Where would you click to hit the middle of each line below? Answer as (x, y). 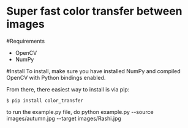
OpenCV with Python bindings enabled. (56, 77)
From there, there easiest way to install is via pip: (68, 89)
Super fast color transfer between (94, 11)
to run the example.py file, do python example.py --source (80, 112)
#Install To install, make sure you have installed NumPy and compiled (93, 71)
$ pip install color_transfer (45, 101)
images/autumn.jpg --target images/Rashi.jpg (64, 118)
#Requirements (25, 41)
